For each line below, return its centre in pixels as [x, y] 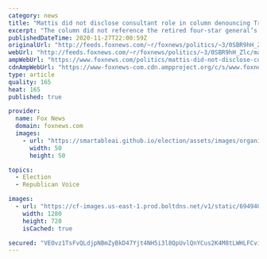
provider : [25, 111]
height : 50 [47, 156]
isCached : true [48, 228]
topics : [21, 170]
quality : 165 [30, 82]
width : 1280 [42, 214]
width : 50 [45, 148]
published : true [35, 97]
